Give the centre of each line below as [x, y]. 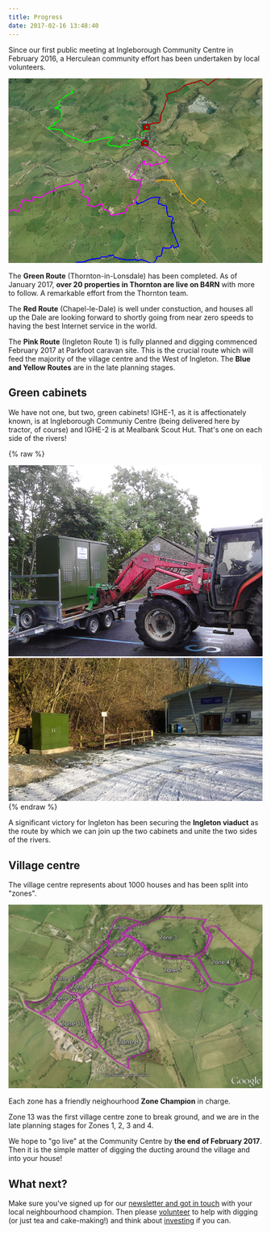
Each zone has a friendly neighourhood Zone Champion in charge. [120, 1101]
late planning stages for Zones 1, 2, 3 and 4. [81, 1125]
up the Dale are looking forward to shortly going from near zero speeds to [131, 317]
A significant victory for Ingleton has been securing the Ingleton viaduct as [133, 823]
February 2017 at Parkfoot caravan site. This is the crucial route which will [131, 350]
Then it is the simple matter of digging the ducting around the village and [129, 1150]
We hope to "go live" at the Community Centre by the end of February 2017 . [135, 1142]
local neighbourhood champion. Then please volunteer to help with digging [133, 1212]
